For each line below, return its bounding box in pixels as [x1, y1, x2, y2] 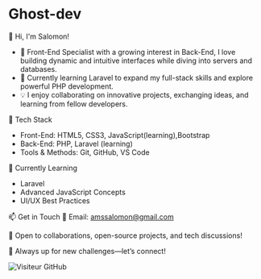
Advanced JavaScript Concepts [19, 187, 126, 197]
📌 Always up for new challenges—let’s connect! [8, 246, 167, 256]
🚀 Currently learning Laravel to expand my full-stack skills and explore [19, 73, 254, 82]
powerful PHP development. [19, 81, 114, 91]
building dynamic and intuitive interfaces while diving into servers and [19, 56, 252, 65]
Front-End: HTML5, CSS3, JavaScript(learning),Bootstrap [19, 130, 210, 139]
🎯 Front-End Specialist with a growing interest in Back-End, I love [19, 47, 236, 56]
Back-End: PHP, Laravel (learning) [19, 139, 133, 148]
